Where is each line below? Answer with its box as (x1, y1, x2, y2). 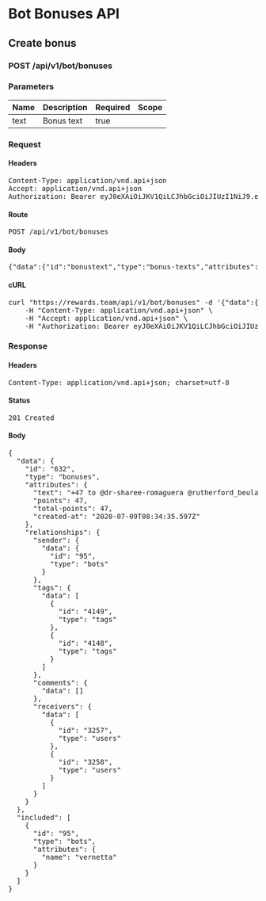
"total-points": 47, (32, 504, 113, 513)
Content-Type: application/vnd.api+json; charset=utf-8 (8, 378, 230, 387)
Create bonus (8, 36, 77, 50)
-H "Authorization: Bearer (25, 322, 130, 330)
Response (8, 341, 47, 352)
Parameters (8, 81, 54, 92)
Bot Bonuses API (8, 5, 120, 23)
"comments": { (32, 678, 89, 688)
